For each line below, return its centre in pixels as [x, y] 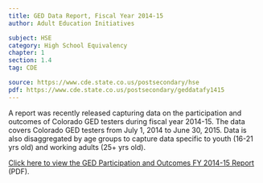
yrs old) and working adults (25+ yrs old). [77, 147]
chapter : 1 [27, 53]
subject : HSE [30, 38]
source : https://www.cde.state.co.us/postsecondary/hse [104, 82]
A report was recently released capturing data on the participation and [125, 113]
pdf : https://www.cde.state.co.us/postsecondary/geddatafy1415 [117, 89]
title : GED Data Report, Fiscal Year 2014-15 [86, 16]
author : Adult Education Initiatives [72, 23]
